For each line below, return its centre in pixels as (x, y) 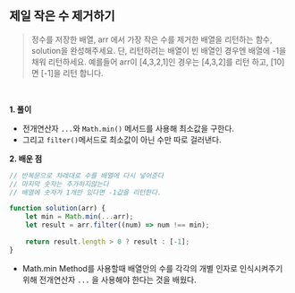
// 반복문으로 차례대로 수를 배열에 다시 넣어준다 (87, 176)
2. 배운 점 (26, 159)
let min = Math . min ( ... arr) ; (80, 217)
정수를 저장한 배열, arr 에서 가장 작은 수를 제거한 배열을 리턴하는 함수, (152, 39)
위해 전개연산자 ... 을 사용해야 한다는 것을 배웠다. (109, 280)
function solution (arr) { (57, 209)
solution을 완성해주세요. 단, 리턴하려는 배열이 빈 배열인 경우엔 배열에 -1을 (159, 50)
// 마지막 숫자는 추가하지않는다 (59, 184)
